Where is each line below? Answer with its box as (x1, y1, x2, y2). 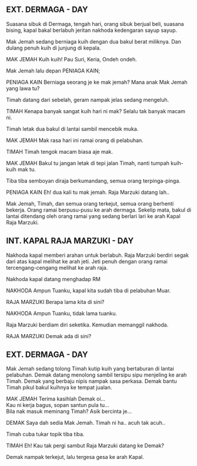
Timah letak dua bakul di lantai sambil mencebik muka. (6, 125, 139, 132)
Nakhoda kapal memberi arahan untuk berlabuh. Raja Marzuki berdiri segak (6, 252, 189, 259)
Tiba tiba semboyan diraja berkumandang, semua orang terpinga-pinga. (6, 177, 181, 184)
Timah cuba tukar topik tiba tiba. (6, 431, 85, 438)
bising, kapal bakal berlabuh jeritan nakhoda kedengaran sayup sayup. (6, 27, 178, 34)
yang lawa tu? (6, 85, 40, 92)
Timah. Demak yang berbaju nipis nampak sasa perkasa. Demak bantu (6, 378, 178, 385)
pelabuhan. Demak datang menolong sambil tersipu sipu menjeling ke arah (6, 371, 187, 379)
